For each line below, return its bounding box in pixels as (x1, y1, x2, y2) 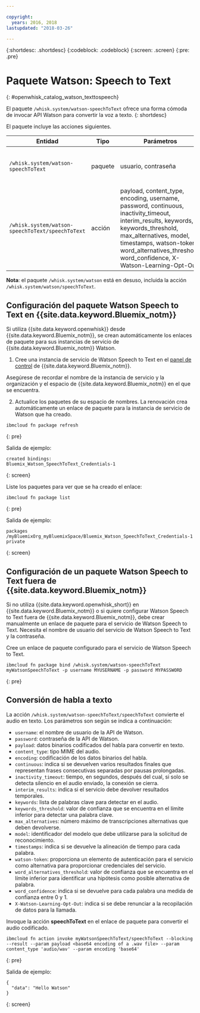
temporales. (14, 792, 45, 799)
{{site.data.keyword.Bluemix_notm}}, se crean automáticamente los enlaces (6, 332, 192, 339)
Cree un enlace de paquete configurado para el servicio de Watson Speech (6, 644, 192, 651)
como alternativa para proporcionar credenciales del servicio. (14, 861, 167, 869)
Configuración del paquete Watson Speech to (6, 300, 179, 310)
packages (6, 529, 28, 535)
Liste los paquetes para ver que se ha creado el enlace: (6, 483, 142, 490)
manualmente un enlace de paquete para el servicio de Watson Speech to (6, 620, 187, 627)
